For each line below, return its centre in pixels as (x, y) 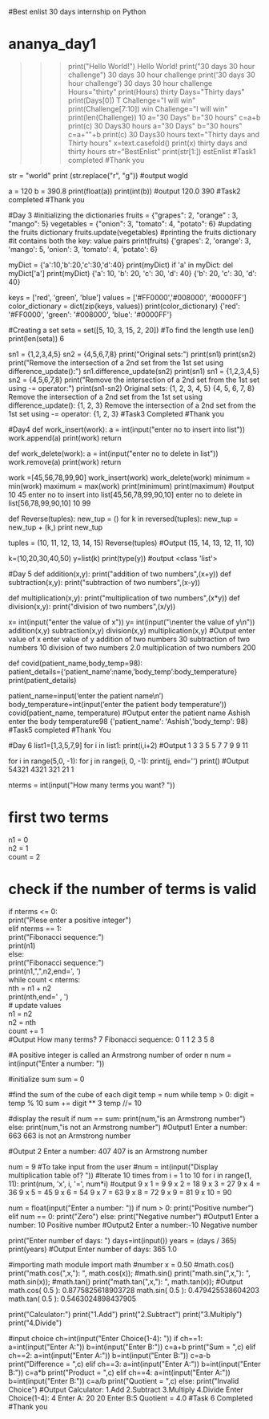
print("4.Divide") (35, 1323)
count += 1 (26, 1031)
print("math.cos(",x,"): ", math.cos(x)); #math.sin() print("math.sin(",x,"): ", (129, 1273)
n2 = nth (22, 1022)
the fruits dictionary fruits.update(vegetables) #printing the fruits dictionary (132, 232)
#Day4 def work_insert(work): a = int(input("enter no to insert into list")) (127, 429)
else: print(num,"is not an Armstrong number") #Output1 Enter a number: (128, 1127)
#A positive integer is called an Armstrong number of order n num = (120, 1055)
